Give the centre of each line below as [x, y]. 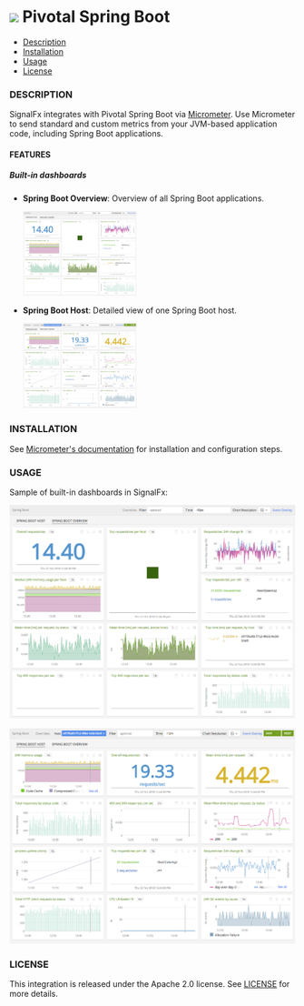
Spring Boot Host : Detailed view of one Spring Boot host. [130, 310]
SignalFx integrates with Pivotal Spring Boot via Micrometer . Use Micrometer [152, 115]
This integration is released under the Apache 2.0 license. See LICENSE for [150, 983]
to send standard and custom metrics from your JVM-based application [143, 124]
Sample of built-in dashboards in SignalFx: [88, 492]
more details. [34, 993]
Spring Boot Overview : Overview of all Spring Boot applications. [143, 198]
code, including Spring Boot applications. [86, 134]
